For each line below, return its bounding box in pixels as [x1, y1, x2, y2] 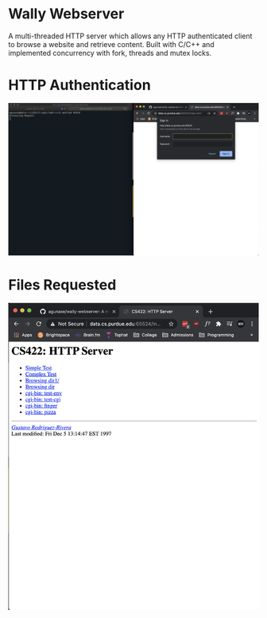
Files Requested [8, 276, 117, 294]
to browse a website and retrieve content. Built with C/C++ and [8, 39, 215, 49]
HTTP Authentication [8, 77, 151, 94]
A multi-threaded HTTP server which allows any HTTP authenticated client [8, 31, 253, 41]
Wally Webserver [8, 5, 125, 23]
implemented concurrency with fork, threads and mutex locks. [8, 48, 212, 57]
